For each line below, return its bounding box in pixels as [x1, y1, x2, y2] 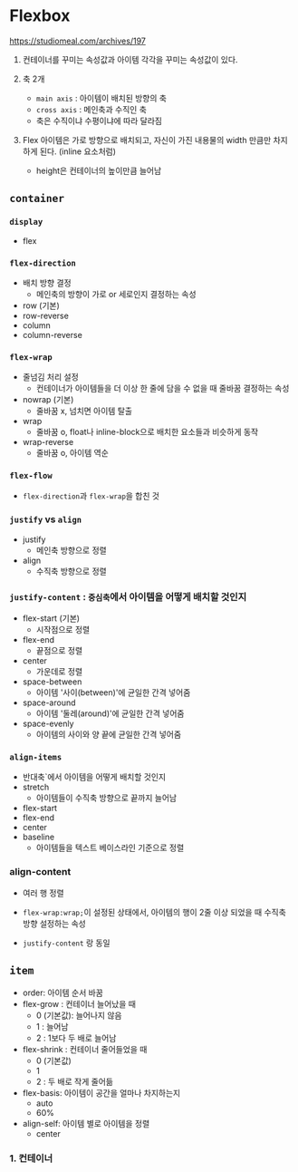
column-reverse [22, 329, 83, 340]
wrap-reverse [22, 437, 74, 448]
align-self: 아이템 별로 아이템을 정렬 [22, 1118, 150, 1128]
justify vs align [9, 513, 82, 526]
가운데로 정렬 [35, 666, 83, 677]
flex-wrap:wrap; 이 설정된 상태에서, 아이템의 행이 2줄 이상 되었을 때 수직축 [22, 906, 287, 917]
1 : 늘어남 [35, 1021, 69, 1032]
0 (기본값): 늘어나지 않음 [35, 1010, 122, 1021]
